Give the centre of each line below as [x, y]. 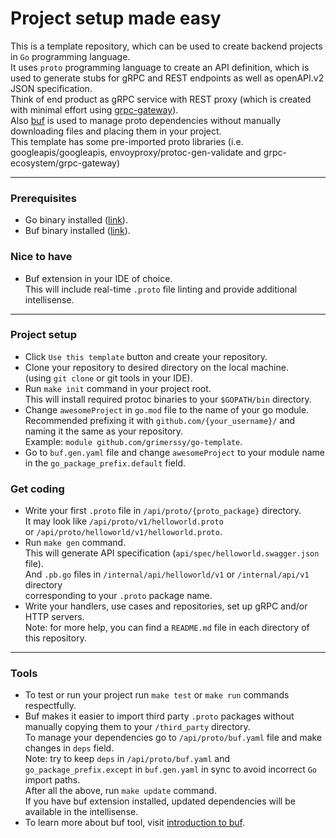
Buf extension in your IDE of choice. [98, 278]
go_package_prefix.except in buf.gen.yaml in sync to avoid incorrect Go [170, 769]
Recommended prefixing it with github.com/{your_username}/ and [160, 420]
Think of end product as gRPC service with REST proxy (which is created [161, 99]
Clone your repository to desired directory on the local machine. [156, 367]
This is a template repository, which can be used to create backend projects [166, 46]
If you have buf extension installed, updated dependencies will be [160, 801]
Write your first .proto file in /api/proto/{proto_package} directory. [163, 511]
